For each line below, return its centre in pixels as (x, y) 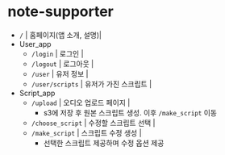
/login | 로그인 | (57, 53)
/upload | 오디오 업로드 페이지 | (81, 103)
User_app (35, 44)
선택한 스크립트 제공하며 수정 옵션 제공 (104, 143)
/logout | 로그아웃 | (62, 64)
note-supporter (60, 12)
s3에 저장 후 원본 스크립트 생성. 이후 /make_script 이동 (130, 112)
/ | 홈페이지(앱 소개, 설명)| (60, 35)
